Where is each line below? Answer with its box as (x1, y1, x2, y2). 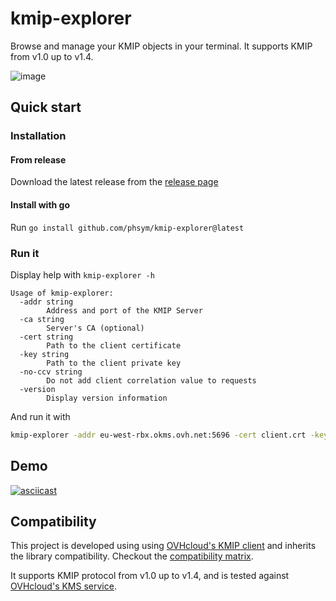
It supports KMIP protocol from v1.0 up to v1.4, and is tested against (10, 570, 290, 582)
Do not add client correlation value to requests (46, 375, 257, 386)
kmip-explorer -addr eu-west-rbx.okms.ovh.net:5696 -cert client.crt (10, 430, 307, 440)
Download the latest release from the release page (10, 176, 219, 188)
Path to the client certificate (46, 340, 182, 351)
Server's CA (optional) (46, 323, 145, 333)
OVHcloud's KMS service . (10, 580, 117, 592)
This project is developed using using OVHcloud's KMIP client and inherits (10, 540, 317, 552)
